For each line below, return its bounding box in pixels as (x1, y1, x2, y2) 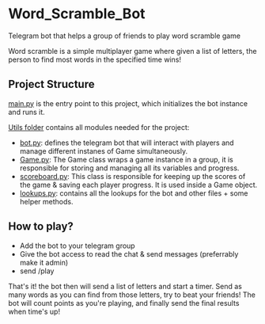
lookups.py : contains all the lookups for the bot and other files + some (19, 188, 248, 198)
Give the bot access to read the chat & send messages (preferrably (19, 249, 239, 258)
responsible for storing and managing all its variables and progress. (19, 163, 240, 173)
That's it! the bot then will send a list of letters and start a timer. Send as (8, 281, 243, 291)
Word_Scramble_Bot (8, 5, 146, 23)
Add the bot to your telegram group (19, 241, 136, 250)
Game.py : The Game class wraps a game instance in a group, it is (19, 154, 233, 164)
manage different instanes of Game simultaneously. (19, 146, 188, 155)
